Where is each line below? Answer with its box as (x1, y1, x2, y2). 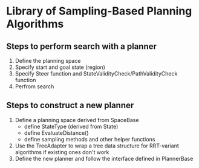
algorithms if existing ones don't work (15, 148, 109, 155)
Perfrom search (15, 83, 54, 90)
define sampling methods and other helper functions (24, 135, 155, 143)
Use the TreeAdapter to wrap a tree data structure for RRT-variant (15, 142, 180, 149)
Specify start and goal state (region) (15, 63, 106, 71)
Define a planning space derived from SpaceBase (15, 116, 139, 123)
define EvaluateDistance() (24, 129, 89, 137)
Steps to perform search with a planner (6, 41, 157, 51)
